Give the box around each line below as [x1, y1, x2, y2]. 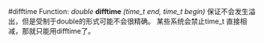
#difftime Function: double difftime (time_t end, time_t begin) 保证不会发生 [8, 7, 249, 16]
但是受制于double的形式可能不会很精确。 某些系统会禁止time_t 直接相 [21, 16, 247, 26]
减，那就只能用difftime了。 [8, 27, 95, 35]
